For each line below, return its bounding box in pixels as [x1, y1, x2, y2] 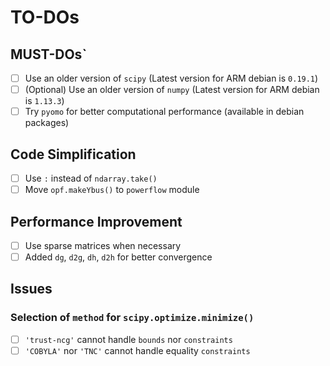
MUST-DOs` [10, 46, 88, 63]
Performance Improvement [10, 213, 183, 230]
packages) [24, 117, 70, 129]
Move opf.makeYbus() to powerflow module [24, 184, 200, 196]
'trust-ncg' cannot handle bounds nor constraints [24, 333, 233, 345]
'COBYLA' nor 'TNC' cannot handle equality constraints [24, 344, 251, 356]
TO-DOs [10, 6, 80, 29]
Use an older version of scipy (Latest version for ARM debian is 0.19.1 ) [24, 72, 319, 84]
